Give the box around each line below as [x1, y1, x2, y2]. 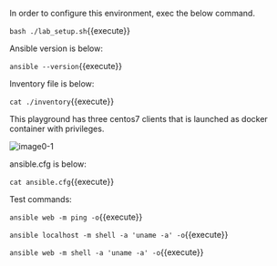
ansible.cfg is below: [9, 159, 87, 169]
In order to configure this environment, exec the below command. [9, 8, 255, 18]
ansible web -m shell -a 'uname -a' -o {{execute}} [9, 247, 204, 258]
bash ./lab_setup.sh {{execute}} [9, 26, 130, 36]
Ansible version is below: [9, 43, 103, 54]
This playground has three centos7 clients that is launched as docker [9, 114, 269, 124]
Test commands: [9, 194, 73, 204]
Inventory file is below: [9, 78, 95, 89]
